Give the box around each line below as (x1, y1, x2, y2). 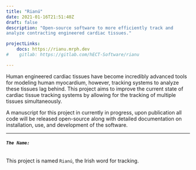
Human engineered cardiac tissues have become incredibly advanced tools (6, 72, 187, 79)
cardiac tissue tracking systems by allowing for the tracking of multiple (6, 91, 176, 98)
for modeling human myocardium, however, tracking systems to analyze (6, 79, 179, 86)
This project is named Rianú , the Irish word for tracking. (6, 157, 139, 164)
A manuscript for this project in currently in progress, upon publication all (6, 109, 182, 116)
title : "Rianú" (6, 8, 43, 15)
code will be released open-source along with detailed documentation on (6, 115, 182, 122)
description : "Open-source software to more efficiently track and (6, 25, 174, 31)
